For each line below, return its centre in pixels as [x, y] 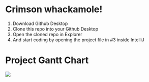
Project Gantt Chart [47, 60]
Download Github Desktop [40, 23]
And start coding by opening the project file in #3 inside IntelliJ [79, 40]
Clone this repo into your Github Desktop [55, 29]
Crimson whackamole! [54, 9]
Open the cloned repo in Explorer [47, 34]
